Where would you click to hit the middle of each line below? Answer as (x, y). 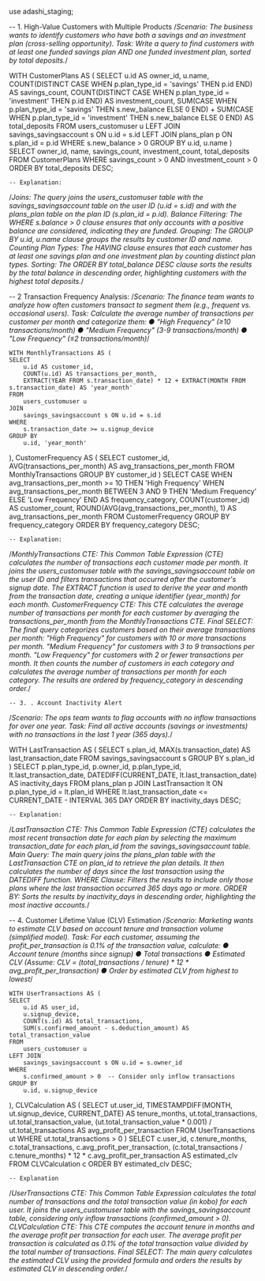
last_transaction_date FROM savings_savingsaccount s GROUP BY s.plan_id (132, 758)
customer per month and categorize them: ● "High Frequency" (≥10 (120, 322)
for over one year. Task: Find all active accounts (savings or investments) (129, 726)
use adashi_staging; (41, 11)
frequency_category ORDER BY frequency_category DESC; (105, 525)
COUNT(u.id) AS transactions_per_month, (90, 374)
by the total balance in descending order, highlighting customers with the (128, 273)
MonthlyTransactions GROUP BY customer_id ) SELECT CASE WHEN (121, 474)
